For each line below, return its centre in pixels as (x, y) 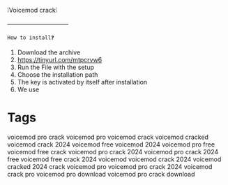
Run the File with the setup (55, 67)
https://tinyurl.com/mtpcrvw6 (60, 60)
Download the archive (49, 52)
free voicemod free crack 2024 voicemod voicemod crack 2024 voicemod (114, 159)
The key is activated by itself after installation (82, 82)
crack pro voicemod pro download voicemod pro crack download (101, 174)
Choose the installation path (58, 75)
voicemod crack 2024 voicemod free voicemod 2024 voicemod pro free (111, 144)
